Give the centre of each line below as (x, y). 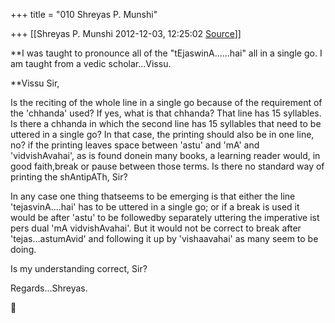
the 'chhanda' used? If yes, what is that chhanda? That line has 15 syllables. (166, 113)
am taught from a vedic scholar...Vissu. (91, 63)
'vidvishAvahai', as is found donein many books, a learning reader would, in (165, 155)
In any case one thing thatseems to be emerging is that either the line (153, 196)
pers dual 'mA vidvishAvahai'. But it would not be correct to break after (156, 228)
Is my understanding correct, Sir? (79, 268)
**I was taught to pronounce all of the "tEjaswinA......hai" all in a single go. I (166, 53)
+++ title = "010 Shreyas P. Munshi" (84, 14)
